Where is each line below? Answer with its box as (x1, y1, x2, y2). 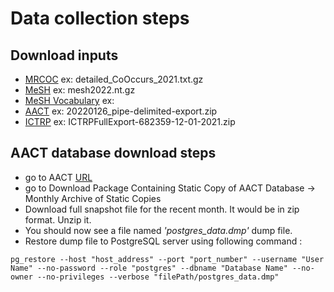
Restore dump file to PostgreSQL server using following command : (24, 235, 303, 247)
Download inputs (10, 47, 119, 64)
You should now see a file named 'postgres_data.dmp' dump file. (24, 224, 293, 236)
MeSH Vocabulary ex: (24, 95, 115, 106)
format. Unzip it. (24, 213, 92, 226)
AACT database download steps (10, 145, 217, 162)
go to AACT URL (24, 171, 93, 183)
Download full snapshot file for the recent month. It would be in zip (24, 203, 300, 215)
